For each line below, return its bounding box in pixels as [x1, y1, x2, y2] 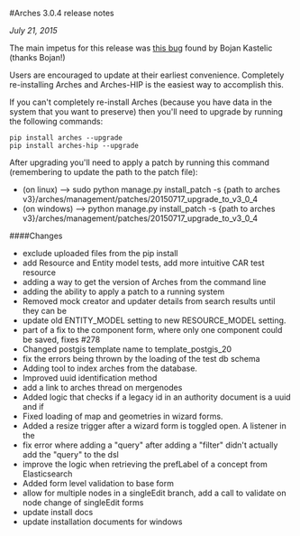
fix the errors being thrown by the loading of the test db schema [22, 354, 260, 364]
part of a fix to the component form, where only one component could [22, 325, 283, 335]
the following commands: [9, 116, 104, 126]
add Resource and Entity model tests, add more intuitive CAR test [22, 257, 265, 268]
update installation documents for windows [22, 516, 183, 527]
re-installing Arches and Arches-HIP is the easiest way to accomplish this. [9, 79, 284, 89]
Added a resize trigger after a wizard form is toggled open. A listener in [22, 420, 286, 431]
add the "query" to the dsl [22, 449, 119, 459]
